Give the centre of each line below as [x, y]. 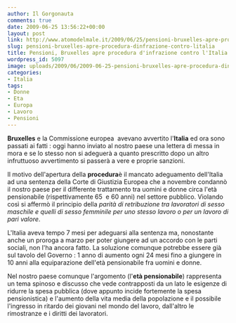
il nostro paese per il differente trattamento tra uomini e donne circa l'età [112, 189]
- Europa [20, 105]
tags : [15, 86]
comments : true [29, 20]
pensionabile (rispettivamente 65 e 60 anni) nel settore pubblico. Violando [115, 197]
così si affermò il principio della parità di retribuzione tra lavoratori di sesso [116, 204]
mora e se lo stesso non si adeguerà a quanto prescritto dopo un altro [108, 153]
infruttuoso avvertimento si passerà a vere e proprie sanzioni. [96, 160]
